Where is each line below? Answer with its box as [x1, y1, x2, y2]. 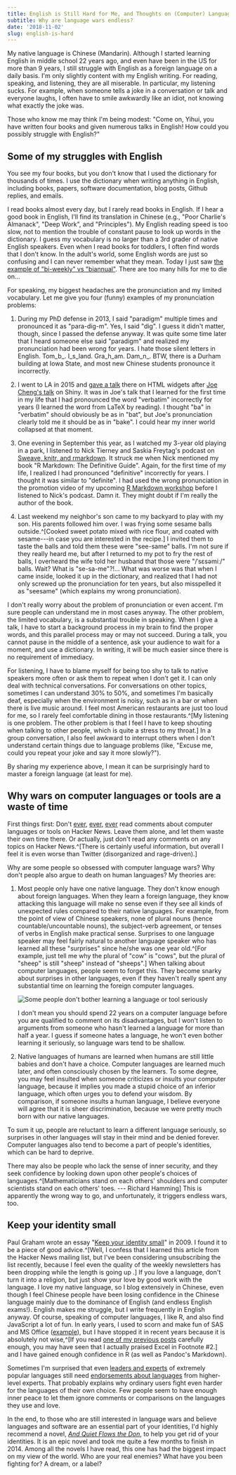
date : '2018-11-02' [7, 23, 65, 30]
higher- [199, 1371, 221, 1379]
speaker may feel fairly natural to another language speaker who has [17, 936, 217, 945]
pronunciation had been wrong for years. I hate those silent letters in [17, 344, 216, 353]
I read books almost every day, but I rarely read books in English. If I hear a [7, 205, 224, 214]
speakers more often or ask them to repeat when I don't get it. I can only [7, 674, 216, 683]
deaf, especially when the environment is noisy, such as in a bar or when [7, 697, 218, 705]
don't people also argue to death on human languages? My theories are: [7, 870, 216, 879]
